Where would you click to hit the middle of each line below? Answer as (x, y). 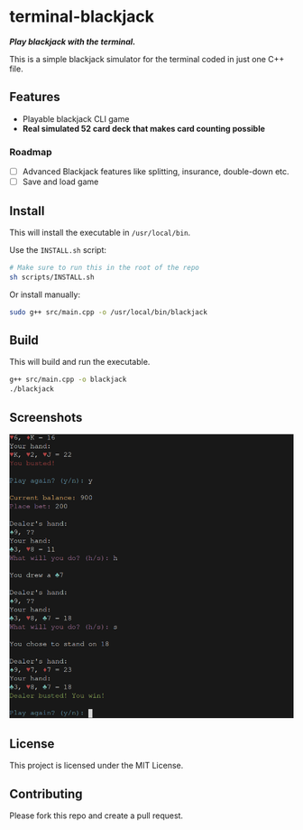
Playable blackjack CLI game (76, 118)
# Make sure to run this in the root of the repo (105, 267)
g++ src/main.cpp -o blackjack (68, 380)
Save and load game (60, 182)
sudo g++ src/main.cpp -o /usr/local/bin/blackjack (108, 312)
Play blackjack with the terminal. (73, 42)
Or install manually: (45, 294)
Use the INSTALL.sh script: (58, 249)
